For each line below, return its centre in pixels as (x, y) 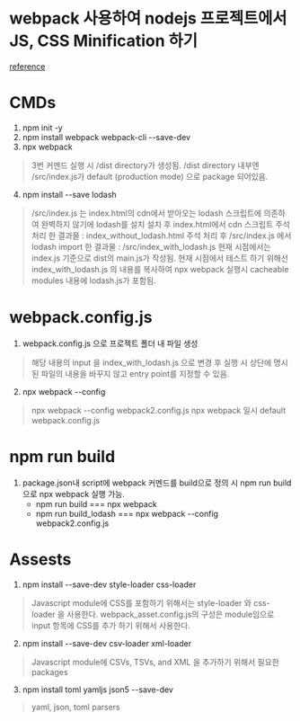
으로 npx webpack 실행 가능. (74, 494)
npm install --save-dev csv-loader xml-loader (106, 643)
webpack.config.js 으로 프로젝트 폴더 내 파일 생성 (110, 343)
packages (50, 672)
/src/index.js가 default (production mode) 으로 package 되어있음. (150, 176)
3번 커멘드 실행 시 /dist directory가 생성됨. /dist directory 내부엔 (145, 165)
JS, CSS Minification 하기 (104, 41)
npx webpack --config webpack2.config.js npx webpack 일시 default (158, 410)
